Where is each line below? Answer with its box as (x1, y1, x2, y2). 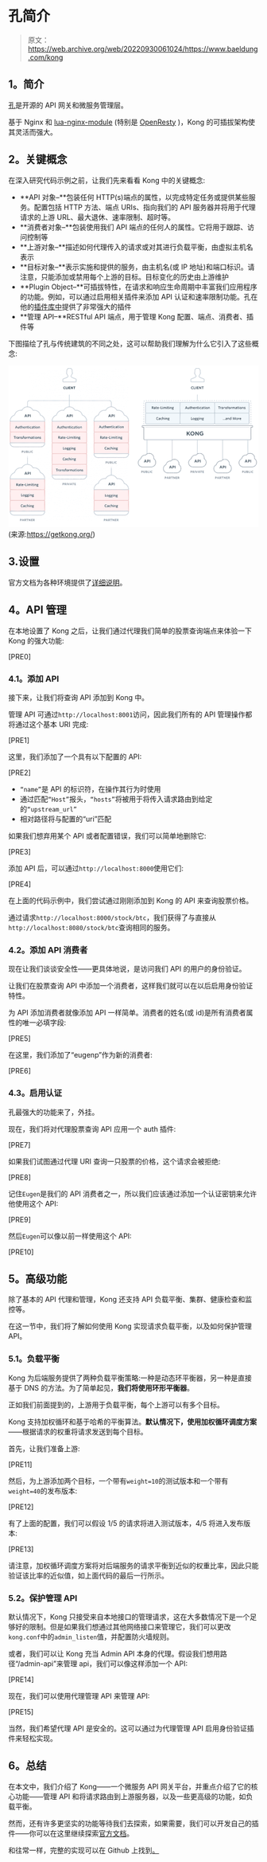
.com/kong (27, 53, 64, 62)
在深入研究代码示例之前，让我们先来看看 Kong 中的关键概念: (8, 175, 206, 185)
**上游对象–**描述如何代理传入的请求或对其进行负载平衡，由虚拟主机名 (19, 242, 253, 252)
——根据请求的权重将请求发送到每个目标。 (8, 1426, 148, 1436)
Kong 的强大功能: (8, 636, 65, 645)
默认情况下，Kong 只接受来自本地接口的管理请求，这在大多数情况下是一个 (8, 1612, 250, 1621)
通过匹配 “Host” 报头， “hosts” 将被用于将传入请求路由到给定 (19, 794, 213, 804)
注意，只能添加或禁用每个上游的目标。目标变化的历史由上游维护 (19, 272, 229, 281)
